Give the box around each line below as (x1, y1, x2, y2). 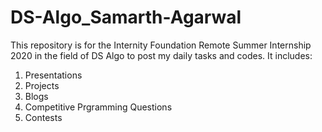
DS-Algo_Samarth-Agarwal (10, 6, 242, 29)
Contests (24, 111, 63, 123)
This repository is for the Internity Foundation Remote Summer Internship (10, 39, 312, 51)
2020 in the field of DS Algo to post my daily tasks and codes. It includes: (10, 49, 313, 61)
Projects (24, 79, 60, 91)
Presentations (24, 69, 83, 81)
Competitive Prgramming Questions (24, 101, 173, 113)
